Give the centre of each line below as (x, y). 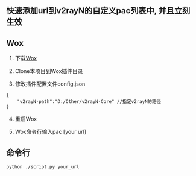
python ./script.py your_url (43, 167)
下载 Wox (26, 58)
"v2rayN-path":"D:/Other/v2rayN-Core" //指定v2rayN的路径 (89, 102)
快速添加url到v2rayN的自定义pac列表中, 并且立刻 (98, 11)
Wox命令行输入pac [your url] (50, 132)
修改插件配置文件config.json (50, 84)
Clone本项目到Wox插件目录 (49, 71)
